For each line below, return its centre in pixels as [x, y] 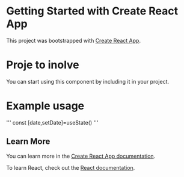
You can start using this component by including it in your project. [88, 81]
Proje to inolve [43, 65]
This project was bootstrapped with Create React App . [74, 40]
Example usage [45, 106]
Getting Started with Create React [92, 11]
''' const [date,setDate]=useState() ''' [52, 122]
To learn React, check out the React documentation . [71, 167]
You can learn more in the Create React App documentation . [81, 156]
